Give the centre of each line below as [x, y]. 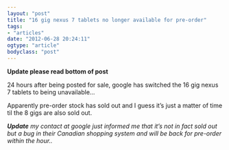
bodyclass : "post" [33, 52]
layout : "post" [29, 13]
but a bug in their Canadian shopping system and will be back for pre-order [114, 133]
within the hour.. [30, 140]
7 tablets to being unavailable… [51, 92]
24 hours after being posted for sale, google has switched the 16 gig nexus [113, 85]
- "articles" [26, 33]
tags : [15, 26]
